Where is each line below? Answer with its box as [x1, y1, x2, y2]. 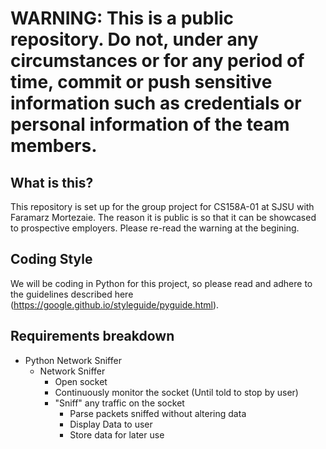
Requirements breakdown [10, 328, 175, 345]
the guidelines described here [10, 288, 134, 300]
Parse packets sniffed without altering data [69, 407, 247, 419]
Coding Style [10, 251, 93, 268]
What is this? [10, 174, 94, 191]
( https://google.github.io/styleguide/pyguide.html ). [10, 298, 220, 311]
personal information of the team [10, 113, 290, 136]
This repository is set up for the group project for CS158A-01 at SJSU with [10, 201, 315, 212]
